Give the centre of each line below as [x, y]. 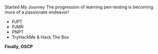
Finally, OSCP [19, 46]
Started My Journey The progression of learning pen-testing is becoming [79, 7]
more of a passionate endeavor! [37, 12]
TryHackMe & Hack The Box [40, 37]
